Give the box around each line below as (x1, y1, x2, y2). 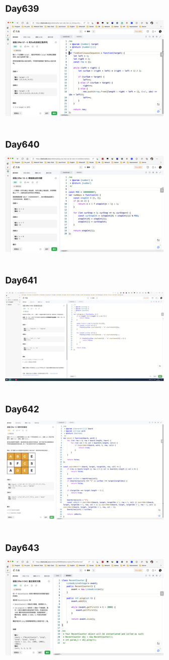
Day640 (5, 139, 40, 150)
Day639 (5, 3, 39, 15)
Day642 (5, 403, 39, 415)
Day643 (5, 542, 40, 553)
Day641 (5, 275, 37, 286)
